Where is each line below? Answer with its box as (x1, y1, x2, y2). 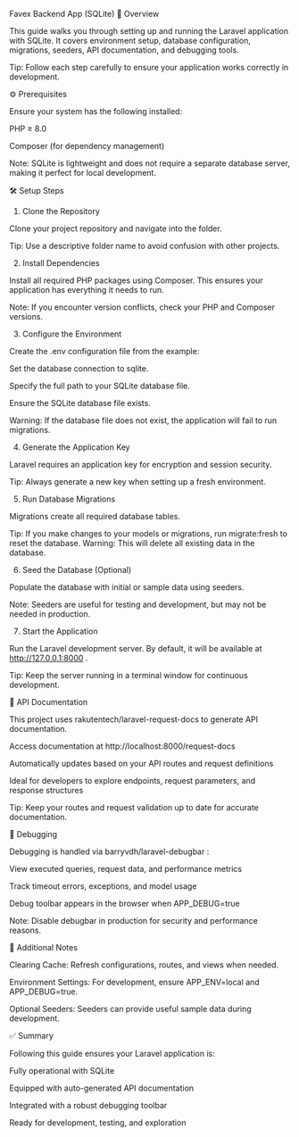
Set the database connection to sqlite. (9, 363, 149, 374)
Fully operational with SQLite (9, 1066, 115, 1075)
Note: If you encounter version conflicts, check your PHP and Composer (9, 302, 275, 312)
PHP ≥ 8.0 (9, 123, 47, 134)
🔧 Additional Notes (9, 942, 79, 952)
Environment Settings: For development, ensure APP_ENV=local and (9, 977, 261, 987)
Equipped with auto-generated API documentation (9, 1083, 195, 1093)
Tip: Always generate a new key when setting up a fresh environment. (9, 477, 266, 486)
